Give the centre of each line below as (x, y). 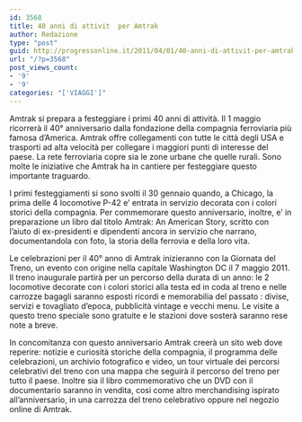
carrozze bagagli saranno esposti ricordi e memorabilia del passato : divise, (149, 296)
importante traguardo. (50, 175)
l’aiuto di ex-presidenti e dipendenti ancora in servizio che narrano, (133, 231)
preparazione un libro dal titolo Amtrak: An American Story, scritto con (139, 222)
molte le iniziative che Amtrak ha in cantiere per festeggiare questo (133, 166)
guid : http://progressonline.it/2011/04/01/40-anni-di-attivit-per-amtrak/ (154, 51)
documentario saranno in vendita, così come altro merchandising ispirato (145, 390)
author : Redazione (44, 34)
